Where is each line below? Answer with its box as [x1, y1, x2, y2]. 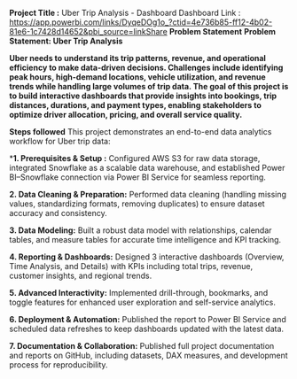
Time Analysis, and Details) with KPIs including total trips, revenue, [9, 261, 254, 271]
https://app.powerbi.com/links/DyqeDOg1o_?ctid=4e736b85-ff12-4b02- [9, 17, 273, 27]
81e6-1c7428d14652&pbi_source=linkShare [9, 27, 168, 36]
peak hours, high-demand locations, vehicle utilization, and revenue [9, 72, 266, 82]
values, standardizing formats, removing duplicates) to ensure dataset [9, 198, 265, 209]
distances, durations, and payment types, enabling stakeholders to [9, 100, 262, 110]
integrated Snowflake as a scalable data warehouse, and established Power [9, 163, 285, 173]
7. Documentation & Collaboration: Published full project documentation [9, 341, 275, 351]
